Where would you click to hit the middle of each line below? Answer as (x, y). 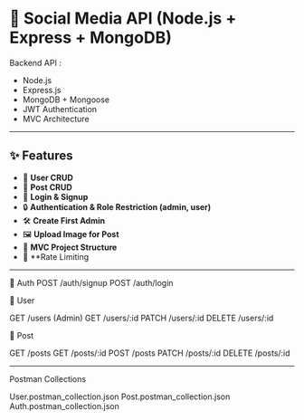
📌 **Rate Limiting (56, 256)
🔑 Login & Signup (55, 196)
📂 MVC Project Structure (70, 247)
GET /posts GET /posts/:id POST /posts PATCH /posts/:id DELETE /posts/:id (150, 353)
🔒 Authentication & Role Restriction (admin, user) (117, 206)
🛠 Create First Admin (64, 220)
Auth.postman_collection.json (64, 406)
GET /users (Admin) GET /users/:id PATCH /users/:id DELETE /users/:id (142, 318)
